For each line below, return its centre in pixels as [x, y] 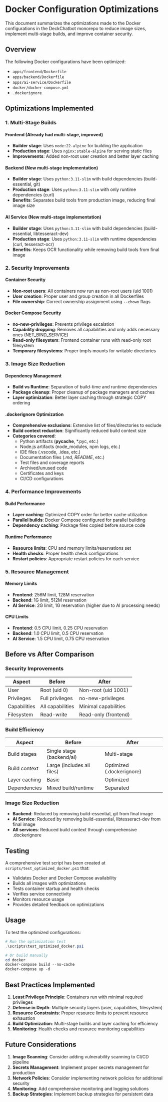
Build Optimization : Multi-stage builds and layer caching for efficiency [85, 1023]
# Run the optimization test [35, 941]
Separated [117, 788]
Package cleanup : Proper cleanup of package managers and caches [83, 392]
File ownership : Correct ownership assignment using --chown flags [81, 301]
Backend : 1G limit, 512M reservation [49, 600]
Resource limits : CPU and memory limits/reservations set [72, 548]
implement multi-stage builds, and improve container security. [69, 34]
